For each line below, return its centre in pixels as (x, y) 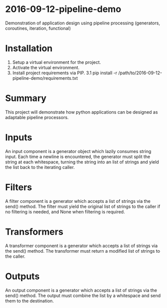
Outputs (22, 276)
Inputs (19, 138)
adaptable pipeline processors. (37, 117)
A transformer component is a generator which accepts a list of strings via (82, 246)
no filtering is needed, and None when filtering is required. (65, 212)
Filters (19, 187)
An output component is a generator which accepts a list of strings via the (81, 290)
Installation (29, 49)
